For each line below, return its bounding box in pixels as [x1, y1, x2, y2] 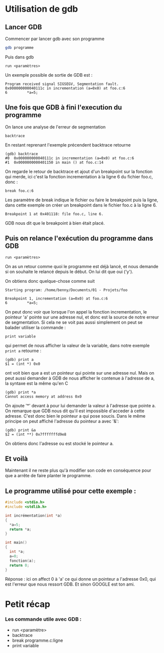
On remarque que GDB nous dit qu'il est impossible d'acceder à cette [5, 408, 145, 414]
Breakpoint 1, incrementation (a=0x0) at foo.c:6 [5, 296, 108, 301]
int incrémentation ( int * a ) [5, 513, 62, 518]
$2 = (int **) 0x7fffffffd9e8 [5, 432, 67, 437]
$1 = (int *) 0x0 [5, 361, 41, 366]
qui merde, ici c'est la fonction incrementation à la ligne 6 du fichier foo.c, [5, 173, 153, 179]
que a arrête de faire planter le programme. [5, 473, 92, 479]
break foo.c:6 [5, 188, 34, 193]
